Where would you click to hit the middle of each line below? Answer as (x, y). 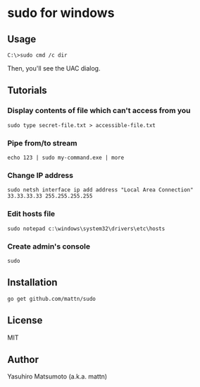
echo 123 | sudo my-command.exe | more (66, 157)
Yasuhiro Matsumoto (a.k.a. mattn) (57, 376)
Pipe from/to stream (42, 143)
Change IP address (40, 175)
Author (23, 359)
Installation (32, 283)
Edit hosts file (31, 214)
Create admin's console (49, 246)
